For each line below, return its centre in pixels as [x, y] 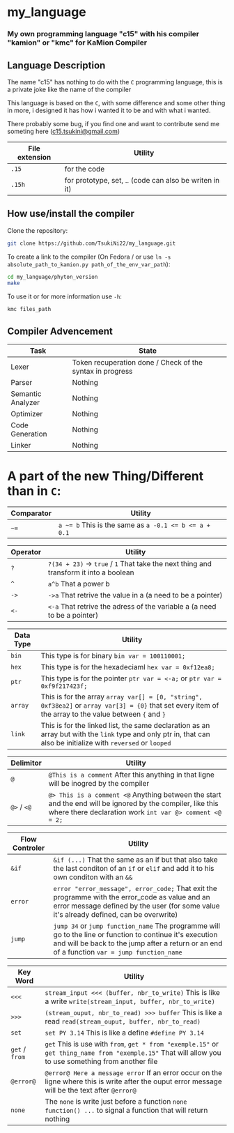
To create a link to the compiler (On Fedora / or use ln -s [89, 257]
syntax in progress [102, 372]
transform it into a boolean [91, 572]
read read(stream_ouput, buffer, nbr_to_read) [123, 1021]
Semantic [26, 394]
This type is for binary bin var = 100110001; [113, 655]
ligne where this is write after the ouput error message [134, 1081]
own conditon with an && [93, 877]
